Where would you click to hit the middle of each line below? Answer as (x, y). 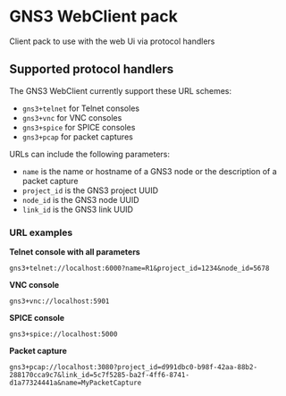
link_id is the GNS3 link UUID (78, 209)
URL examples (41, 232)
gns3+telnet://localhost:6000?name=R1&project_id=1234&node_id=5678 (139, 269)
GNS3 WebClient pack (94, 17)
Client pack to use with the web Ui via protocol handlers (112, 41)
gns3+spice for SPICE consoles (79, 127)
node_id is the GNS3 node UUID (81, 199)
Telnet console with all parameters (75, 252)
